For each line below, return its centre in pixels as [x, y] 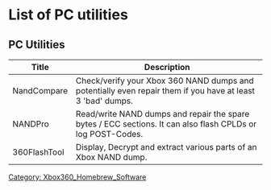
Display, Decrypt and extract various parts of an [166, 147]
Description [167, 67]
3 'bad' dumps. [104, 101]
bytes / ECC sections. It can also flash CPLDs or [166, 124]
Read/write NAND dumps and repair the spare [163, 114]
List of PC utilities [69, 15]
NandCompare [40, 91]
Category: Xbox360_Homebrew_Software [77, 177]
